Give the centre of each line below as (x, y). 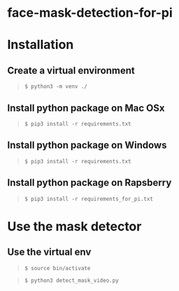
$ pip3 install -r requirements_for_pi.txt (89, 199)
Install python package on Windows (87, 145)
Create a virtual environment (71, 70)
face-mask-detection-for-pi (90, 13)
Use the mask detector (74, 226)
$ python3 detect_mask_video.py (71, 281)
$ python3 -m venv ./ (56, 87)
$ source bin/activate (57, 268)
